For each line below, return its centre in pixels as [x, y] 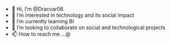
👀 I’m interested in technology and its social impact [73, 15]
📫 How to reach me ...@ [41, 34]
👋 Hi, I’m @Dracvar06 [37, 9]
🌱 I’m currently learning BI [43, 21]
